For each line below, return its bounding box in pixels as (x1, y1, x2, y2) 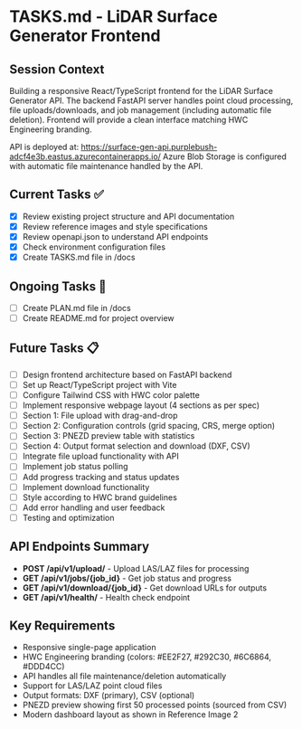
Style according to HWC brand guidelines (22, 491, 178, 503)
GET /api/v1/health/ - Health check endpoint (22, 592, 191, 602)
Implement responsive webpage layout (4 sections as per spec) (22, 400, 260, 411)
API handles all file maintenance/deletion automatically (22, 671, 227, 682)
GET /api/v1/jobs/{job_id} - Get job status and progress (22, 573, 232, 583)
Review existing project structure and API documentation (22, 211, 235, 222)
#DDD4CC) (22, 661, 65, 672)
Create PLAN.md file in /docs (22, 302, 131, 313)
